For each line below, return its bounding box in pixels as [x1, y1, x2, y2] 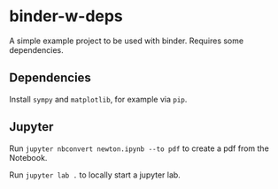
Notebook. [9, 152, 48, 163]
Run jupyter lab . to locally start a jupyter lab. [9, 170, 181, 180]
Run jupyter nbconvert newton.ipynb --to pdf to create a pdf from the [9, 143, 270, 154]
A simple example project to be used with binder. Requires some [9, 35, 244, 46]
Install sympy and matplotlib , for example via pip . [9, 94, 188, 104]
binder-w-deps [9, 6, 124, 26]
